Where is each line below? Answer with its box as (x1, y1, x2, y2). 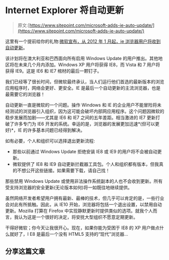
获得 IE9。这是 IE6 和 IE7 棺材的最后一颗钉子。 (5, 68, 102, 74)
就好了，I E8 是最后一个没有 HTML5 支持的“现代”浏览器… (9, 231, 129, 237)
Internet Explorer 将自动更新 (5, 5, 124, 16)
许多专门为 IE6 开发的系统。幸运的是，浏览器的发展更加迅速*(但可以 (14, 120, 155, 126)
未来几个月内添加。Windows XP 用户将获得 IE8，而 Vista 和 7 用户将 (18, 61, 160, 68)
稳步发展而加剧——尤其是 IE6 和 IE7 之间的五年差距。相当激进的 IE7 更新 (5, 114, 156, 120)
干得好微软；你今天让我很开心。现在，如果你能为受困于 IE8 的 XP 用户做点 (5, 225, 160, 231)
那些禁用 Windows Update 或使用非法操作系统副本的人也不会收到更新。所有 (5, 178, 163, 184)
